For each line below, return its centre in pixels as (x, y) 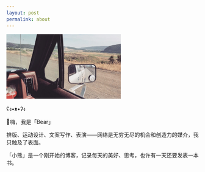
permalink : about (28, 19)
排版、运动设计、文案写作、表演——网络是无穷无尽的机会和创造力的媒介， (100, 134)
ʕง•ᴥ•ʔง (16, 109)
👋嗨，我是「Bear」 (30, 122)
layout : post (23, 13)
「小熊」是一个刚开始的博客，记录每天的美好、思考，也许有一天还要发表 (97, 155)
